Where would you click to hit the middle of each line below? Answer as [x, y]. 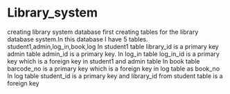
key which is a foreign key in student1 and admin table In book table [104, 61]
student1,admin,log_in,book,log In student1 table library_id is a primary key [113, 46]
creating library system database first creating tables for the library [103, 32]
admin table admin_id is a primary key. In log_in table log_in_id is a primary [114, 54]
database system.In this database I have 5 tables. [78, 39]
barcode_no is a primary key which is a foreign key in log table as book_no [114, 68]
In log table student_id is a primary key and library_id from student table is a [115, 76]
